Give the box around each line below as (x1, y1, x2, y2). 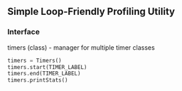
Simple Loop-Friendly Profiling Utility (7, 6, 176, 18)
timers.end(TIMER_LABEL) (7, 70, 81, 77)
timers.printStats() (7, 77, 69, 84)
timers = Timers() (7, 57, 62, 64)
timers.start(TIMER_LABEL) (7, 63, 87, 70)
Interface (7, 27, 41, 37)
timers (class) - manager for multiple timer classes (7, 43, 155, 52)
